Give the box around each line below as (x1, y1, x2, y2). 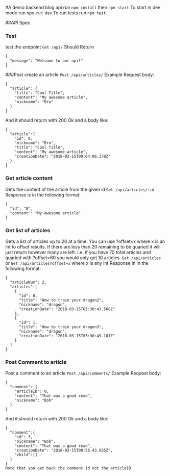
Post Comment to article (5, 358, 67, 365)
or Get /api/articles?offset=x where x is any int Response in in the (5, 260, 149, 266)
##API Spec (5, 20, 31, 26)
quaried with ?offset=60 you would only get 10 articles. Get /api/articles (5, 255, 161, 261)
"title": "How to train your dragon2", (18, 297, 104, 303)
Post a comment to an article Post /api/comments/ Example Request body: (5, 370, 162, 377)
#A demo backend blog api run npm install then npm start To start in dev (5, 5, 161, 10)
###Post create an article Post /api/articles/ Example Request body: (5, 71, 154, 78)
